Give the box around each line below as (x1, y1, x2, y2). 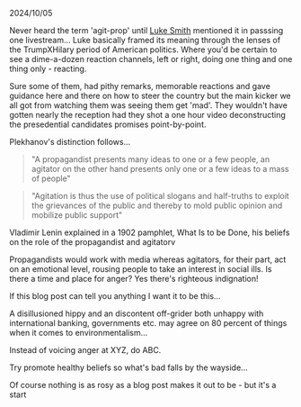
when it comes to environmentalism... (9, 328, 148, 338)
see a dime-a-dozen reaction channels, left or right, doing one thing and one (9, 54, 293, 64)
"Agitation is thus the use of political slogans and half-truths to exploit (31, 191, 289, 201)
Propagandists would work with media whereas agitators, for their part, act (9, 254, 287, 265)
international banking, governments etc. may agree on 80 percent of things (9, 318, 288, 328)
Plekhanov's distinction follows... (9, 137, 131, 147)
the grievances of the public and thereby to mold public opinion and (31, 200, 283, 211)
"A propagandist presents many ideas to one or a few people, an (31, 154, 270, 165)
